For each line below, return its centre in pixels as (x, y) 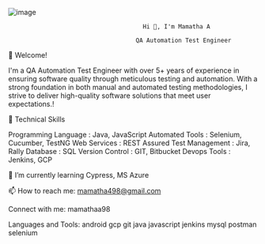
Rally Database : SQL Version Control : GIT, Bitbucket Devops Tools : (119, 151)
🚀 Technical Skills (37, 119)
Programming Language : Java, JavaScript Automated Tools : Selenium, (125, 135)
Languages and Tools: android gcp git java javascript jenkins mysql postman (132, 224)
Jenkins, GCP (30, 160)
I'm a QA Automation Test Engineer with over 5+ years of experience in (124, 70)
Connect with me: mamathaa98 (59, 209)
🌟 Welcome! (28, 55)
